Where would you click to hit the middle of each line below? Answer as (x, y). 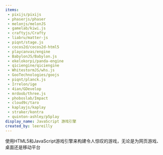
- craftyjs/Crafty (27, 33)
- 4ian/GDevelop (24, 89)
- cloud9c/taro (23, 103)
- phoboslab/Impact (28, 98)
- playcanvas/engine (29, 51)
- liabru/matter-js (28, 38)
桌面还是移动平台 (23, 147)
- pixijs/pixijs (24, 14)
